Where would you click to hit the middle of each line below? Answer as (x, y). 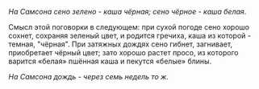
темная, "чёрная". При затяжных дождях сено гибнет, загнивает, (120, 44)
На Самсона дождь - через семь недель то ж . (89, 77)
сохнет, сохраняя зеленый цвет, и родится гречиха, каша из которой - (130, 36)
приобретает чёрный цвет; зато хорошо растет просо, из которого (123, 53)
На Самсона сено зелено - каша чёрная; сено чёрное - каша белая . (127, 12)
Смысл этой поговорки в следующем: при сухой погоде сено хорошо (129, 27)
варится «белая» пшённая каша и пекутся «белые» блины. (110, 61)
